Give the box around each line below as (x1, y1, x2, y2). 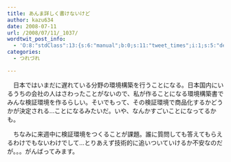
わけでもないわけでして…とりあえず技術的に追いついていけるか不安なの (12, 139, 217, 147)
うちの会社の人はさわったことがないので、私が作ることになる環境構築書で (12, 89, 224, 97)
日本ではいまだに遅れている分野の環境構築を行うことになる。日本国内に (12, 81, 218, 89)
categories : (7, 49, 41, 56)
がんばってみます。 (25, 147, 79, 155)
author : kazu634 (7, 17, 54, 23)
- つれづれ (13, 55, 40, 62)
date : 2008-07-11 (7, 23, 57, 30)
